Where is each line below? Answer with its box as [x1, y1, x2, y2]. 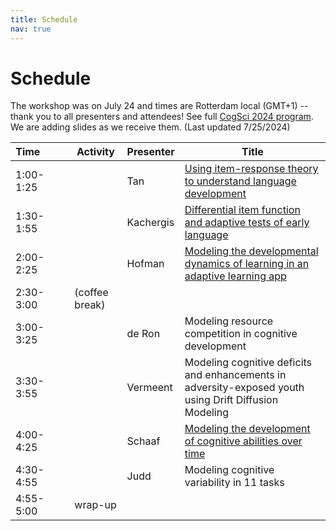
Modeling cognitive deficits [184, 356, 313, 370]
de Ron [126, 327, 161, 341]
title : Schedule [10, 14, 78, 25]
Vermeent [126, 381, 173, 395]
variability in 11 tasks [184, 476, 285, 490]
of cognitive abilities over [184, 434, 303, 448]
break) [74, 298, 106, 312]
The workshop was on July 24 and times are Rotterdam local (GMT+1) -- [10, 100, 309, 112]
